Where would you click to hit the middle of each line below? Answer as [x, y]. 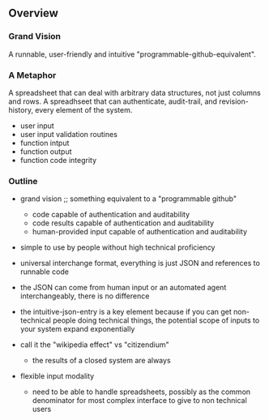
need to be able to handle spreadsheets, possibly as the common [141, 392]
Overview [34, 13]
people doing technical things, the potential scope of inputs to [156, 320]
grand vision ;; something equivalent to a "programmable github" [128, 199]
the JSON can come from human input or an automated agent [123, 288]
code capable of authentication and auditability [111, 215]
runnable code [44, 272]
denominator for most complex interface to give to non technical [139, 401]
